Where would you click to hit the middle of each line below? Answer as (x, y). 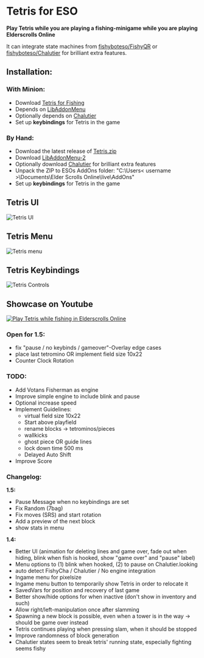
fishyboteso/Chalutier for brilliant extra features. (67, 52)
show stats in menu (40, 528)
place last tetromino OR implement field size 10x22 (79, 354)
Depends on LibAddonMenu (50, 109)
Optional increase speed (46, 403)
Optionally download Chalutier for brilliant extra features (86, 164)
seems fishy (30, 649)
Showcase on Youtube (50, 304)
